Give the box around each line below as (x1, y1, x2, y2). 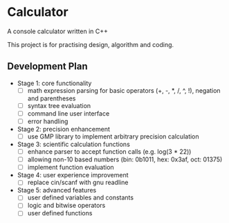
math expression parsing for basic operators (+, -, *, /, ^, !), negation (27, 86, 221, 94)
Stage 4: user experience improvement (17, 171, 129, 179)
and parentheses (27, 94, 76, 102)
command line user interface (27, 109, 110, 118)
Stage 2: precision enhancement (17, 125, 111, 133)
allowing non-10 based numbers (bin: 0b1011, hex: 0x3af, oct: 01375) (27, 155, 223, 163)
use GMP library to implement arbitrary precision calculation (27, 132, 199, 141)
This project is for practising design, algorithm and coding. (7, 40, 174, 48)
